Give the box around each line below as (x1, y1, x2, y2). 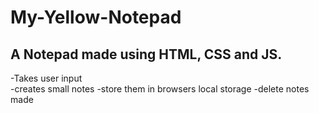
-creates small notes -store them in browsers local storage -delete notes (10, 83, 310, 95)
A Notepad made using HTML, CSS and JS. (10, 46, 283, 63)
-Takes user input (10, 72, 83, 84)
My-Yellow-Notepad (10, 6, 182, 29)
